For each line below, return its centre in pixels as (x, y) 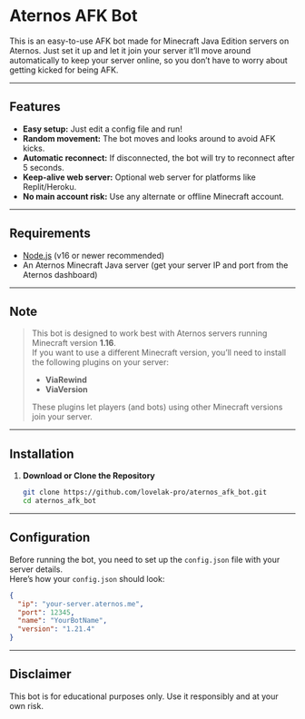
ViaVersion (66, 389)
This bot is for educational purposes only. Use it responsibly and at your (144, 696)
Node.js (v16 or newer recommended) (93, 255)
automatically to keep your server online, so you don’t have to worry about (148, 60)
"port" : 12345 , (46, 612)
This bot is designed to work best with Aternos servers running (149, 333)
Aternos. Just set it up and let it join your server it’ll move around (130, 50)
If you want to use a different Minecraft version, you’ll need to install (159, 353)
